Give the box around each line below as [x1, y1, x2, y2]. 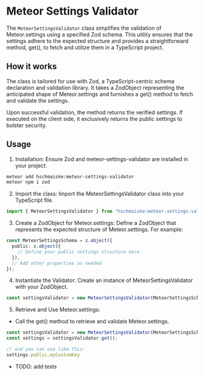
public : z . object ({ [12, 243, 61, 250]
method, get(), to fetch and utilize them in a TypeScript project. [6, 44, 164, 51]
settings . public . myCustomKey [6, 351, 80, 358]
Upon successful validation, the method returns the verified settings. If [6, 108, 183, 116]
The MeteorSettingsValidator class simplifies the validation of [6, 24, 162, 32]
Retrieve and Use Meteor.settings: [15, 306, 100, 314]
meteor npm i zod [6, 179, 50, 185]
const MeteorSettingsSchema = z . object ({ [6, 238, 113, 244]
